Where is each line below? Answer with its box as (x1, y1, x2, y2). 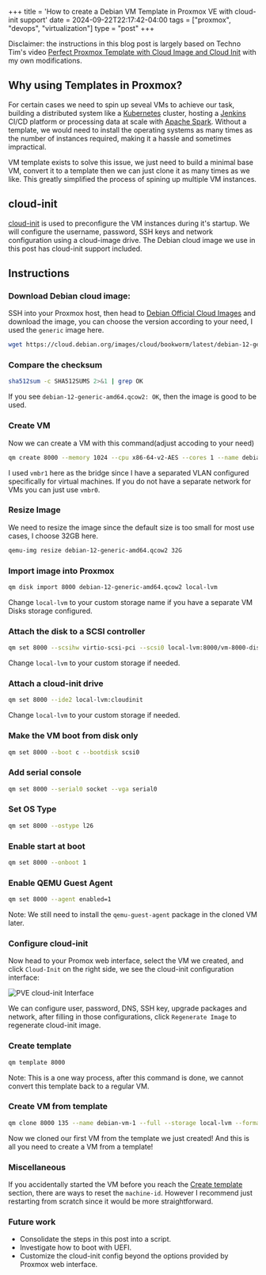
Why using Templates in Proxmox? (8, 79, 183, 92)
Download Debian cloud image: (8, 290, 131, 301)
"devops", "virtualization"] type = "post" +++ (8, 24, 154, 33)
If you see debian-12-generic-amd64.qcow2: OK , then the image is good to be (8, 392, 257, 402)
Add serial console (8, 767, 82, 778)
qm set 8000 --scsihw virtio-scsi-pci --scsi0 (8, 644, 165, 652)
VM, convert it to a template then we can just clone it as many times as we (8, 166, 251, 175)
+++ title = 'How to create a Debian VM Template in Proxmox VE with (8, 7, 234, 16)
